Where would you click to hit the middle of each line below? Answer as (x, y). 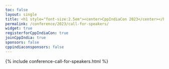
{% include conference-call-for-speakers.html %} (57, 61)
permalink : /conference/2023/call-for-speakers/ (57, 24)
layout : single (21, 14)
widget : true (19, 28)
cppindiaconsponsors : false (35, 47)
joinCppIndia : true (26, 38)
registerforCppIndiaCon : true (37, 33)
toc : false (17, 10)
